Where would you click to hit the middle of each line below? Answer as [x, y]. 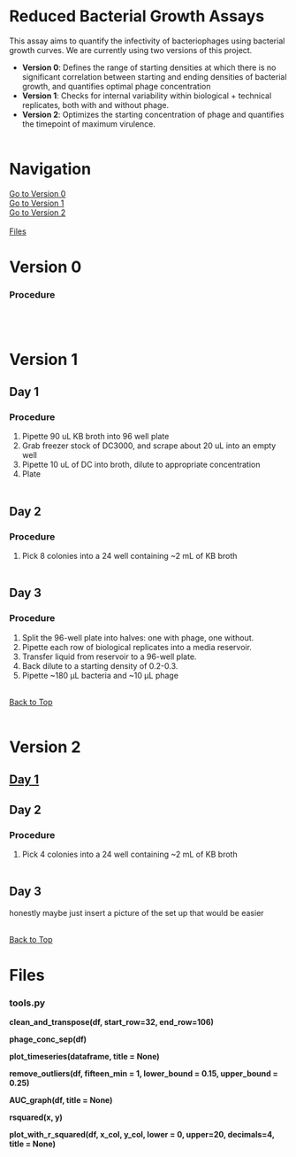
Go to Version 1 [37, 203]
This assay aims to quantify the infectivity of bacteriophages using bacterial [147, 41]
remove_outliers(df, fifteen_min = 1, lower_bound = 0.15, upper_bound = [144, 1074]
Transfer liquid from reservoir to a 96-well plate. [109, 656]
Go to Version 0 [38, 193]
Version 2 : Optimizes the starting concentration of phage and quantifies [153, 114]
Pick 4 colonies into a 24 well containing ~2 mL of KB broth [129, 854]
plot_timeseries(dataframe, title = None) [85, 1057]
